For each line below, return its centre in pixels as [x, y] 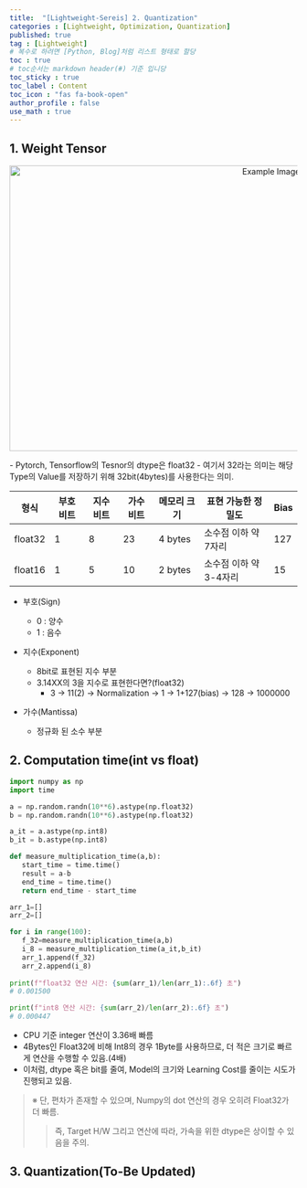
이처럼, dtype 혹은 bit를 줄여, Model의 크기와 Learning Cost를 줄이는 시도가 [159, 1069]
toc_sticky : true [44, 78]
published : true [40, 35]
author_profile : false [55, 103]
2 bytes [175, 570]
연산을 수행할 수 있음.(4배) [79, 1058]
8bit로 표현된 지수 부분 [76, 672]
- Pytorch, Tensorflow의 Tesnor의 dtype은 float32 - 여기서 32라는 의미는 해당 [152, 465]
